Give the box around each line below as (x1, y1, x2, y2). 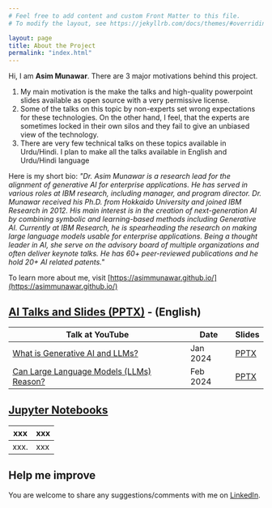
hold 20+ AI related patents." (8, 257, 105, 267)
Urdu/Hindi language (19, 155, 90, 166)
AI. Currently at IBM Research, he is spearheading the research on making (8, 223, 257, 233)
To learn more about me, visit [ (8, 273, 111, 283)
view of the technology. (19, 130, 100, 140)
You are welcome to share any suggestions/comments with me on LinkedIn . (8, 490, 261, 500)
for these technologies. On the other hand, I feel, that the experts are (19, 112, 249, 122)
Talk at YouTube (66, 328, 130, 340)
